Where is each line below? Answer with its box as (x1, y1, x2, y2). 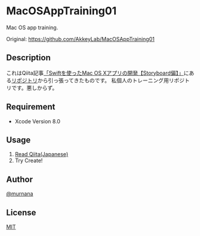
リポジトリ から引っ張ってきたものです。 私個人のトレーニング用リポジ (11, 76, 185, 84)
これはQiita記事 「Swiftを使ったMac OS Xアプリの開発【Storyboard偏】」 (6, 69, 184, 76)
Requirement (6, 102, 56, 112)
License (6, 207, 36, 218)
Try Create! (14, 157, 43, 164)
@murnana (6, 190, 33, 197)
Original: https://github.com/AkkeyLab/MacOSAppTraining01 (6, 35, 155, 42)
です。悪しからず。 (11, 84, 58, 91)
